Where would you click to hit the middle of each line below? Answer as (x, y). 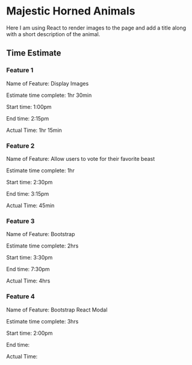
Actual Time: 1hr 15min (34, 130)
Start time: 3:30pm (29, 258)
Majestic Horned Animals (71, 11)
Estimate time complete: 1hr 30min (49, 95)
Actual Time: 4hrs (28, 281)
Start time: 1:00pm (29, 107)
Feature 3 (20, 221)
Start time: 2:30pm (29, 182)
